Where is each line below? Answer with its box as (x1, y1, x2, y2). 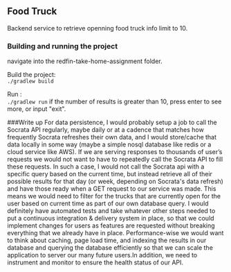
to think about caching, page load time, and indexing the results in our (7, 236, 207, 245)
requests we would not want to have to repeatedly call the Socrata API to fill (7, 155, 223, 164)
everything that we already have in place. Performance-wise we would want (7, 229, 224, 237)
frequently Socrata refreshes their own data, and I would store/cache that (7, 133, 216, 142)
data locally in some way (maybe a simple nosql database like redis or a (7, 140, 212, 148)
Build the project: (7, 71, 56, 79)
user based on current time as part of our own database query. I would (7, 199, 209, 207)
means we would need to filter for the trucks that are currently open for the (7, 192, 221, 201)
